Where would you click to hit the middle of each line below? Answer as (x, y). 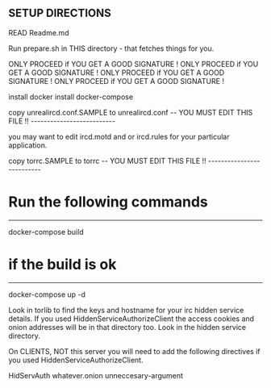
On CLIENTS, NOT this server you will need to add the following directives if (134, 351)
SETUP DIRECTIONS (60, 13)
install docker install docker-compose (71, 97)
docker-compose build (46, 232)
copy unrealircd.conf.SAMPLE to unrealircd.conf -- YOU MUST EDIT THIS (131, 112)
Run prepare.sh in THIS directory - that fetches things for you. (111, 48)
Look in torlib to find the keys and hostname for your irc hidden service (126, 310)
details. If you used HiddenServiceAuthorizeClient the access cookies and (131, 319)
